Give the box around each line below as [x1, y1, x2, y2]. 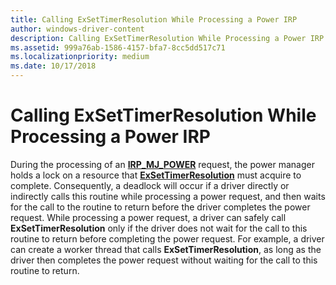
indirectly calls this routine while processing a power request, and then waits [10, 190, 326, 202]
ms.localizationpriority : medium [10, 52, 150, 62]
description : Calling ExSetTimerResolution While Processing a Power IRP [10, 33, 325, 43]
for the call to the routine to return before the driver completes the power [10, 201, 311, 213]
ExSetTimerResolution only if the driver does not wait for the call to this [10, 222, 308, 234]
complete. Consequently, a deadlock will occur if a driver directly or [10, 179, 290, 191]
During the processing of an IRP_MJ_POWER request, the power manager [10, 158, 316, 170]
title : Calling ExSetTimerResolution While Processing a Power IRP [10, 14, 298, 25]
